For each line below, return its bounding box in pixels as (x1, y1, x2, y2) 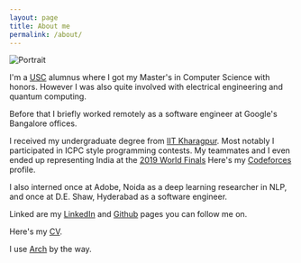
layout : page (9, 13, 59, 23)
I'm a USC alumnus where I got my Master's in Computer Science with (9, 72, 270, 83)
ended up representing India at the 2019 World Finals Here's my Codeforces (9, 155, 292, 166)
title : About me (9, 22, 70, 31)
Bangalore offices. (9, 118, 78, 129)
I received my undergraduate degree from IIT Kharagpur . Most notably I (9, 136, 275, 147)
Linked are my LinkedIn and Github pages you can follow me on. (9, 209, 248, 220)
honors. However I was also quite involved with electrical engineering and (9, 82, 284, 93)
